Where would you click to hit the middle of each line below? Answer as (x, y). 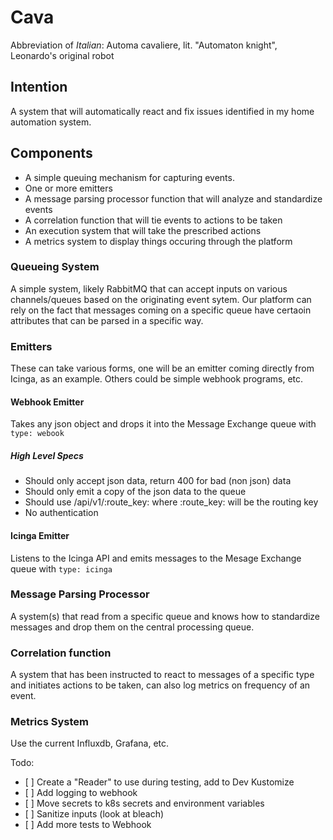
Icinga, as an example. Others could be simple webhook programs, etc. (157, 379)
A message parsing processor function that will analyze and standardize (173, 198)
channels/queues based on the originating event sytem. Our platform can (161, 299)
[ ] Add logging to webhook (81, 793)
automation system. (51, 122)
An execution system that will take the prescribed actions (143, 230)
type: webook (37, 434)
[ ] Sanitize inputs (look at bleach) (94, 814)
